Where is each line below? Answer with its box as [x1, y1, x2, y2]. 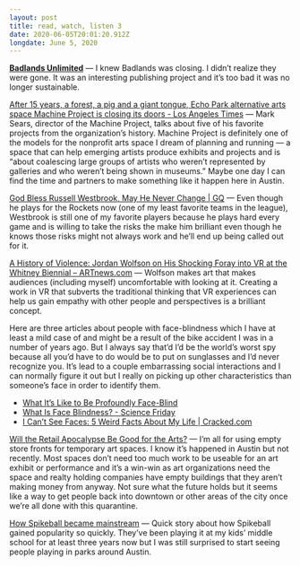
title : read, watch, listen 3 [9, 22, 123, 30]
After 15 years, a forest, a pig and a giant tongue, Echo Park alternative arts [9, 100, 287, 110]
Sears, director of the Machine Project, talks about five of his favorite [9, 118, 264, 129]
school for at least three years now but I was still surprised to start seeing [9, 537, 280, 548]
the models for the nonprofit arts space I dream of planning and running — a [9, 137, 291, 148]
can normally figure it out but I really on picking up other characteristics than [9, 370, 292, 381]
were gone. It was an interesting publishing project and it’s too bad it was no [9, 73, 290, 83]
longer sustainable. [9, 82, 81, 92]
